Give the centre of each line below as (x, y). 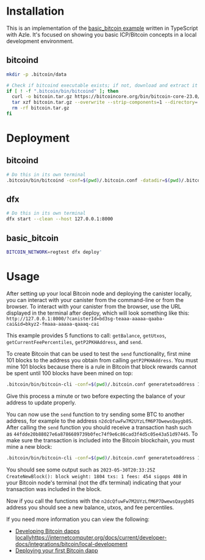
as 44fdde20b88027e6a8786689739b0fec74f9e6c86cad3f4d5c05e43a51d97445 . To (102, 434)
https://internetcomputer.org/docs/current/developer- (99, 537)
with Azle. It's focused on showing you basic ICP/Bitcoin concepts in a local (102, 34)
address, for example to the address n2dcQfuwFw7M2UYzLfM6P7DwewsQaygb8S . (100, 421)
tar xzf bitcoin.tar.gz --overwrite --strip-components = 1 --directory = (105, 102)
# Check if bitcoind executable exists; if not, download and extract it (102, 85)
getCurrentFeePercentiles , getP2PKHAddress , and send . (74, 342)
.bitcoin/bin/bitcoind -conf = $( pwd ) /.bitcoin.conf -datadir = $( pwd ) (94, 180)
